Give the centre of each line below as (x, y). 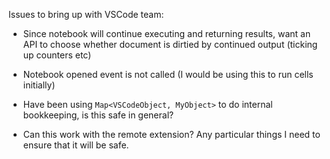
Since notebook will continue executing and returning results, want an (166, 33)
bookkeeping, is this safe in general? (98, 115)
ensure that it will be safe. (76, 145)
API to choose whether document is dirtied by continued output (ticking (170, 44)
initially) (39, 85)
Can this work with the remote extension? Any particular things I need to (171, 134)
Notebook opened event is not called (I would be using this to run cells (168, 74)
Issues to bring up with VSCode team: (86, 14)
